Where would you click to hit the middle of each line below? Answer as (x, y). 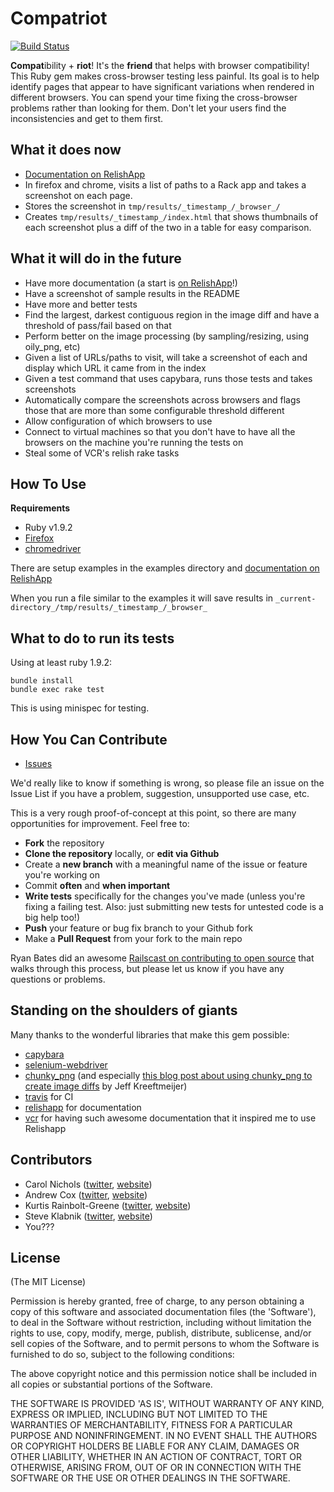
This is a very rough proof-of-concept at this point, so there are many (153, 813)
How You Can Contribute (89, 739)
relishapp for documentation (83, 1107)
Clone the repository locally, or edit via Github (122, 853)
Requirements (40, 508)
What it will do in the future (96, 258)
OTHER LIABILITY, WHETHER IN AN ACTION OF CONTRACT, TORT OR (156, 1457)
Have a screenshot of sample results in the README (132, 293)
